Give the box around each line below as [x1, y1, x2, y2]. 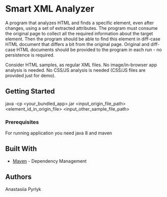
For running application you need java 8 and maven [5, 130, 112, 136]
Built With [5, 144, 37, 153]
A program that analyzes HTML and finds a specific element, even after [5, 20, 154, 26]
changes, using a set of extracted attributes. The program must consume [5, 25, 158, 31]
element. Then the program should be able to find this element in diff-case [5, 36, 160, 42]
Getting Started [5, 87, 55, 96]
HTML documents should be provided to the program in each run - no [16, 46, 162, 53]
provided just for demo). [5, 72, 56, 78]
